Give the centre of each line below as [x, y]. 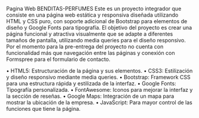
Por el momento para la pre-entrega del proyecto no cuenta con [85, 46]
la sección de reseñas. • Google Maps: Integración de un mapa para [90, 96]
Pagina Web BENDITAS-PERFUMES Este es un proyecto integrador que [94, 9]
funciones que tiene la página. [43, 109]
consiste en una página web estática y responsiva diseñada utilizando [92, 15]
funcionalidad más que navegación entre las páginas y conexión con [91, 53]
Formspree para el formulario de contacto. [58, 59]
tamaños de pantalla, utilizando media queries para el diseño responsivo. [96, 40]
